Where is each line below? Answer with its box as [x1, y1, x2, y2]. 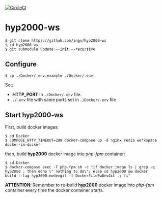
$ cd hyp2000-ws [5, 42, 38, 47]
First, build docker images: [5, 124, 59, 130]
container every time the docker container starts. [5, 187, 104, 193]
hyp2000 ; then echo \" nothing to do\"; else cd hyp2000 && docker [5, 169, 148, 174]
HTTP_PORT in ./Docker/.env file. [12, 91, 82, 97]
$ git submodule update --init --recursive [5, 47, 96, 52]
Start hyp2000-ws [5, 111, 64, 119]
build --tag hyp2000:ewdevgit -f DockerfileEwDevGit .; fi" [5, 173, 131, 178]
